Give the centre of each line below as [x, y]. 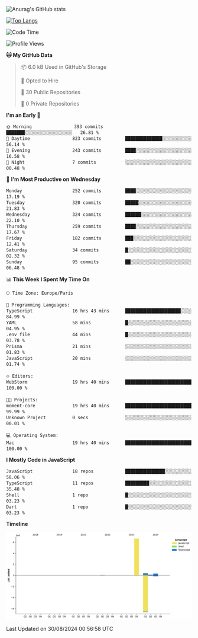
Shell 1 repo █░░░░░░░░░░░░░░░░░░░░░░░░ [99, 495]
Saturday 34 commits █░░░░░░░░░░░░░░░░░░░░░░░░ [99, 250]
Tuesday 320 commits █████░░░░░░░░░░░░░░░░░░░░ [99, 203]
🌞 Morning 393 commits [55, 127]
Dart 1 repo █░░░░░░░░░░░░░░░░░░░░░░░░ [99, 507]
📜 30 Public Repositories [51, 92]
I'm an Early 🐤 [23, 115]
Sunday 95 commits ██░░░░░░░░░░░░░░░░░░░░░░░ [99, 262]
